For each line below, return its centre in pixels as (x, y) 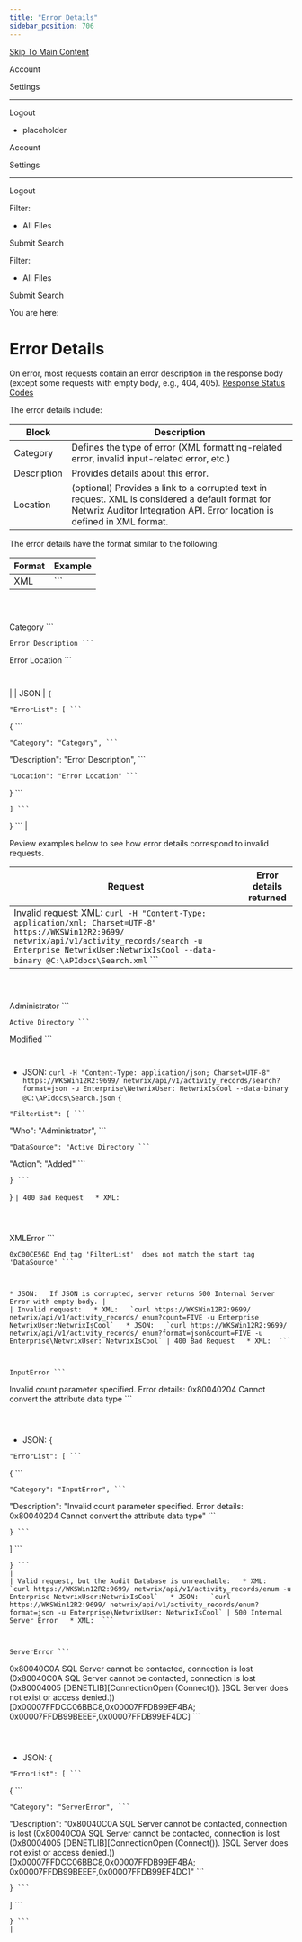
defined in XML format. (120, 522)
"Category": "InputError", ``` (68, 1490)
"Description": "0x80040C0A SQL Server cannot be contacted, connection (148, 1824)
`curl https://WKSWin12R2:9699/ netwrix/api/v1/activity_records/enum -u (151, 1589)
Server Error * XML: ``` (62, 1621)
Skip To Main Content (49, 51)
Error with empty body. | (58, 1302)
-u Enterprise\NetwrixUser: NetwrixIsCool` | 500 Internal (170, 1613)
